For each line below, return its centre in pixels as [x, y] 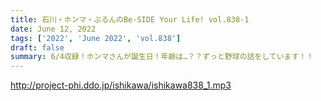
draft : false [37, 47]
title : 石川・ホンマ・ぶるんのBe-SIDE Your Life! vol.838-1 [130, 19]
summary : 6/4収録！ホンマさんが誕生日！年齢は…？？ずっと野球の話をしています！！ [162, 57]
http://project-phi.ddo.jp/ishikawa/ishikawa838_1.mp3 [121, 85]
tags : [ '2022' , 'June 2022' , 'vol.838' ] [96, 38]
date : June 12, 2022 [53, 29]
